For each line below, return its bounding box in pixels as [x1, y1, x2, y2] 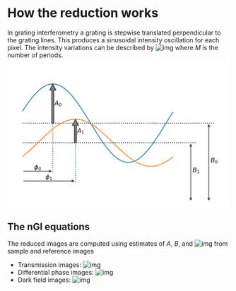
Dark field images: [17, 275, 71, 284]
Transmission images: [17, 261, 81, 269]
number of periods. [7, 51, 64, 59]
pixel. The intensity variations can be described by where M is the [7, 43, 219, 52]
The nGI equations [7, 221, 90, 232]
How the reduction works [7, 5, 159, 21]
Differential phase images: [17, 268, 94, 277]
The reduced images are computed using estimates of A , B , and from [7, 239, 228, 248]
